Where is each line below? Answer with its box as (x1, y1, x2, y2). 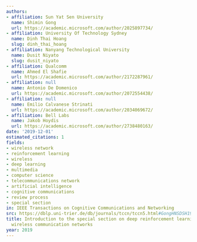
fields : (6, 139, 25, 146)
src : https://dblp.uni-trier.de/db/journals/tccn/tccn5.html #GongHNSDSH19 (6, 211, 193, 217)
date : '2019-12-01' (6, 129, 54, 135)
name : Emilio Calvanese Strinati (11, 101, 93, 107)
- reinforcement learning (6, 150, 69, 156)
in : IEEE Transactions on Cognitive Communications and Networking (6, 205, 175, 211)
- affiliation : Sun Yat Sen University (6, 14, 104, 20)
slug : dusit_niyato (11, 58, 59, 63)
